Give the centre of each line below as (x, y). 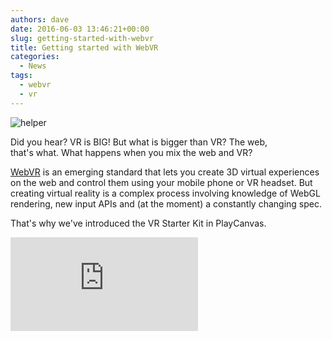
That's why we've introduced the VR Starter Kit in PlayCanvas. (138, 223)
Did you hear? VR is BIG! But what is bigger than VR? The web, (139, 142)
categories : (35, 57)
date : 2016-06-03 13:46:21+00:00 (80, 29)
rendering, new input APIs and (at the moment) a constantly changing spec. (166, 203)
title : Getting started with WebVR (84, 47)
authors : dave (40, 19)
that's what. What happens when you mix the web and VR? (131, 152)
